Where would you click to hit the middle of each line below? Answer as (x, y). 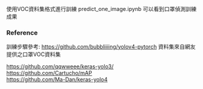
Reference (22, 32)
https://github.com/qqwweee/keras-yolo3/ (60, 66)
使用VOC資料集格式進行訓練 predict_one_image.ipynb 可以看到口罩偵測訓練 (102, 9)
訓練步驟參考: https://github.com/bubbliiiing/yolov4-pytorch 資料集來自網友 (101, 47)
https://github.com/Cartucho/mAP (49, 73)
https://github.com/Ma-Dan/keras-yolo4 (57, 80)
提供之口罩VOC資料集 (34, 54)
